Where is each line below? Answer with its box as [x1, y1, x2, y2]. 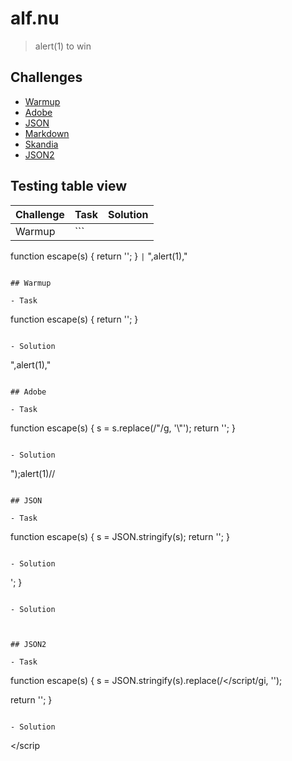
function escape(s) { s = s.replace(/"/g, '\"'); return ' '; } [10, 422, 236, 434]
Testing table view [10, 178, 128, 195]
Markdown [24, 127, 70, 139]
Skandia [24, 138, 59, 150]
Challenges [10, 69, 83, 86]
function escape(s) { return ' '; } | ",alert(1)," [10, 250, 188, 262]
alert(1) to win [34, 40, 92, 52]
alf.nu [10, 7, 60, 30]
